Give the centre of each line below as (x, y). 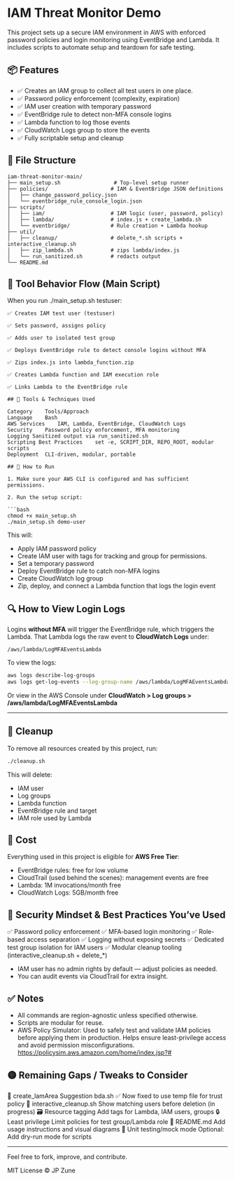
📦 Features (33, 70)
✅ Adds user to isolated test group (61, 338)
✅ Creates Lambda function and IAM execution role (83, 375)
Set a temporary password (56, 564)
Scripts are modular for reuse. (60, 1023)
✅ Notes (26, 998)
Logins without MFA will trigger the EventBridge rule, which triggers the (111, 630)
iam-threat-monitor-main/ (45, 177)
